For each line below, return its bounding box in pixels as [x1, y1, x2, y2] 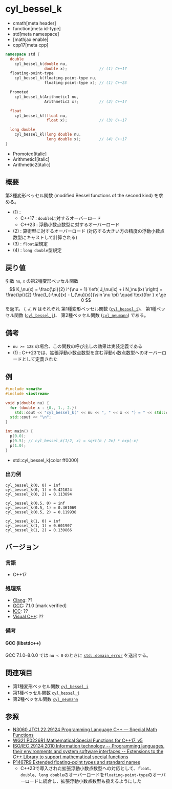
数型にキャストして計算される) [12, 234, 78, 240]
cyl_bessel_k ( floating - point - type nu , [14, 75, 97, 81]
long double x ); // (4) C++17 [46, 137, 127, 142]
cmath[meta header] [12, 20, 56, 26]
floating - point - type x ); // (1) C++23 [44, 80, 127, 86]
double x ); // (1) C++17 [44, 66, 127, 71]
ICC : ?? [12, 608, 28, 614]
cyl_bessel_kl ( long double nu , [14, 132, 81, 137]
